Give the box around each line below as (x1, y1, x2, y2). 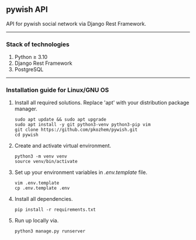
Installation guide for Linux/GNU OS (6, 86, 109, 94)
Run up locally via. (14, 217, 59, 224)
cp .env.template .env (14, 185, 70, 192)
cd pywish (14, 132, 39, 138)
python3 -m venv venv (14, 154, 67, 159)
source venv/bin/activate (14, 159, 78, 165)
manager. (14, 105, 38, 113)
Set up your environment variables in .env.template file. (14, 169, 148, 176)
